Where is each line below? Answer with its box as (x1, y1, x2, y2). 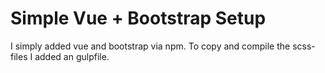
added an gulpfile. (34, 50, 110, 62)
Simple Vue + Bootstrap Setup (10, 7, 267, 30)
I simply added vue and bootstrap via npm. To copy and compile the (10, 40, 291, 52)
